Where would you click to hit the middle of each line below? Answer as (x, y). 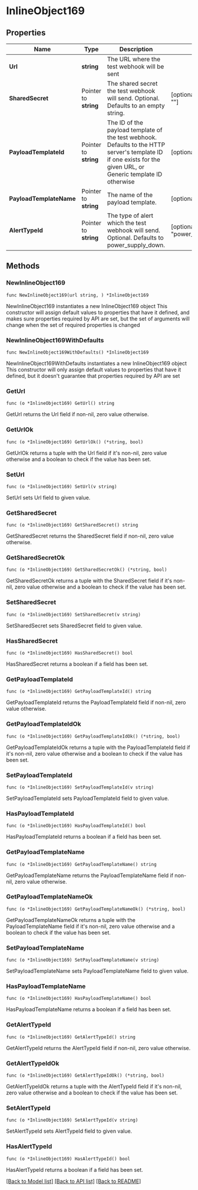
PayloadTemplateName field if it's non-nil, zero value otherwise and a (90, 926)
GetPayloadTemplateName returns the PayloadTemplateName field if (90, 875)
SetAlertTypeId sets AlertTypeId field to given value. (69, 1131)
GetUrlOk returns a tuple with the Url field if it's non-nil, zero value (87, 453)
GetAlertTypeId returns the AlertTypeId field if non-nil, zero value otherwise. (98, 1048)
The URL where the (134, 59)
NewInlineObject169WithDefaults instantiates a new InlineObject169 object (97, 363)
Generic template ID (135, 174)
